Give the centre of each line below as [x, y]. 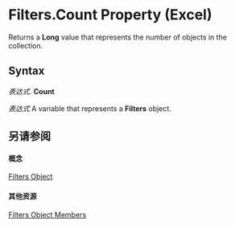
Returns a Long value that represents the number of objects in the [118, 37]
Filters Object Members [47, 214]
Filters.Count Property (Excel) [110, 15]
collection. [26, 45]
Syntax [27, 71]
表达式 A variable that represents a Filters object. [90, 108]
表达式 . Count [31, 91]
